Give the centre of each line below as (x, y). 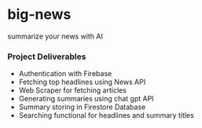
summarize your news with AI (55, 36)
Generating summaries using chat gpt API (86, 99)
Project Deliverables (47, 57)
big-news (39, 15)
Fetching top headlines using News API (82, 82)
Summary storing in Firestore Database (82, 107)
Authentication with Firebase (65, 74)
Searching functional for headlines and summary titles (106, 115)
